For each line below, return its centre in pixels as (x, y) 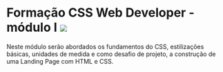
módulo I (32, 27)
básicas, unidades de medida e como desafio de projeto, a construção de (111, 54)
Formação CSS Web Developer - (100, 13)
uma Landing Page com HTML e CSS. (60, 61)
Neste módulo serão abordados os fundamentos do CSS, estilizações (105, 46)
